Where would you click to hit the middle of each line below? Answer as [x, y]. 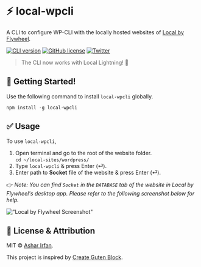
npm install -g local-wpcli [42, 108]
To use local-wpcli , [31, 141]
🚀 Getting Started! [41, 82]
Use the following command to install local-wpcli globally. [80, 96]
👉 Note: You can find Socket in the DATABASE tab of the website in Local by [100, 185]
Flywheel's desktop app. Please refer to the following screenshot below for [100, 193]
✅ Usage [23, 126]
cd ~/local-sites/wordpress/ [52, 160]
